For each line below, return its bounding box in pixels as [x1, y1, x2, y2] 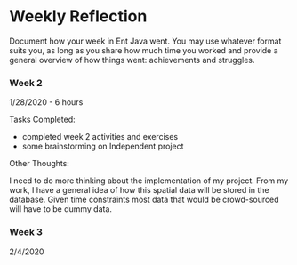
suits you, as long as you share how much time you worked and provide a [9, 44, 278, 55]
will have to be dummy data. [9, 204, 113, 214]
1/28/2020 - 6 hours [9, 97, 84, 108]
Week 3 [9, 226, 43, 238]
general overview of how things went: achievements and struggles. [9, 54, 255, 65]
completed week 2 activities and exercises [21, 132, 179, 142]
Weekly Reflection [9, 6, 148, 27]
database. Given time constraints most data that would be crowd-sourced [9, 194, 279, 205]
